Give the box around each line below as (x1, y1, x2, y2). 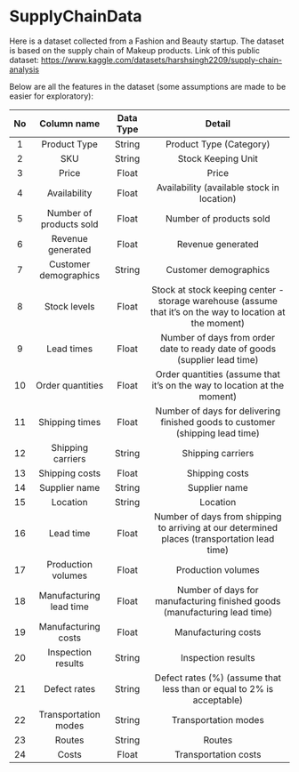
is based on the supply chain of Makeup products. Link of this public (9, 44, 261, 55)
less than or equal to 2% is (162, 682, 274, 695)
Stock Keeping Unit (177, 152, 258, 165)
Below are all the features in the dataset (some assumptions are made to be (9, 81, 287, 92)
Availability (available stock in (156, 181, 280, 193)
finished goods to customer (159, 415, 276, 428)
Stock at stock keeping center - (150, 283, 285, 295)
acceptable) (192, 694, 243, 706)
